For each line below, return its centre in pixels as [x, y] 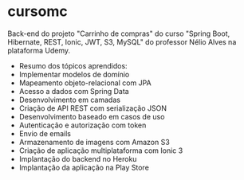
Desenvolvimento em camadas [70, 100]
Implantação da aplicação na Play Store [84, 167]
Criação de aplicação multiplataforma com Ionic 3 [101, 151]
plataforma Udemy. [39, 50]
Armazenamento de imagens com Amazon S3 [94, 142]
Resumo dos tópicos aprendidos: [73, 65]
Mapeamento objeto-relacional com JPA [85, 83]
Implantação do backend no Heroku [78, 158]
